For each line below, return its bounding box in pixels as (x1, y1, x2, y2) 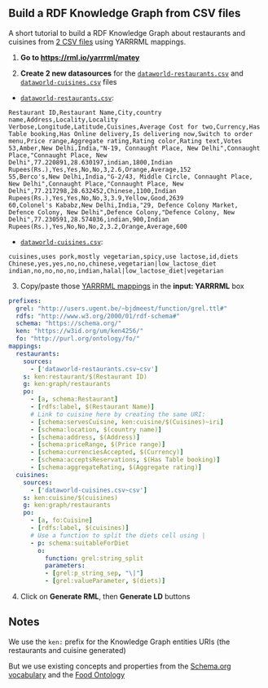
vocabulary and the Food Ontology (8, 669, 125, 679)
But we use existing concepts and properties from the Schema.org (8, 661, 231, 671)
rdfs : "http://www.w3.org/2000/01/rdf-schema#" (15, 312, 181, 320)
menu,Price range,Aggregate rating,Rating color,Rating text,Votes (8, 137, 243, 145)
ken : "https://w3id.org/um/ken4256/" (15, 327, 144, 335)
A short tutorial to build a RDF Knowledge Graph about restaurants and (8, 28, 246, 37)
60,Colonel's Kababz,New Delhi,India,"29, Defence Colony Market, (8, 201, 239, 209)
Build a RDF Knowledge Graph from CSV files (8, 7, 241, 20)
